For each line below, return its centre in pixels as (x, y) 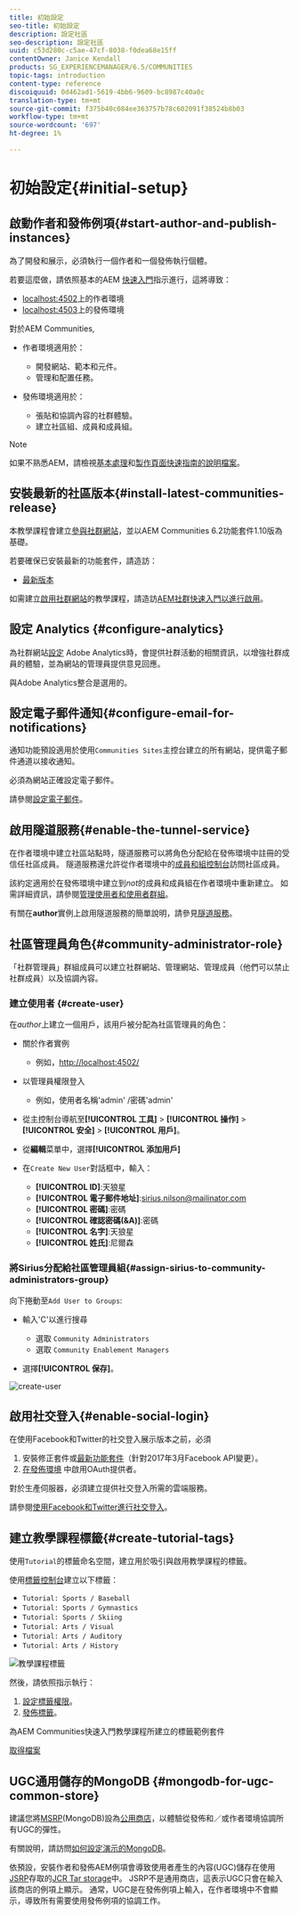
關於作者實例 (45, 1044)
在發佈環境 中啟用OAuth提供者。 (81, 1470)
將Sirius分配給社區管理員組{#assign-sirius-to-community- (137, 1268)
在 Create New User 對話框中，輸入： (87, 1169)
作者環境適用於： (53, 347)
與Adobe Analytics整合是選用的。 (70, 682)
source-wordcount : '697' (55, 126)
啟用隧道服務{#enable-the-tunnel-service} (130, 830)
